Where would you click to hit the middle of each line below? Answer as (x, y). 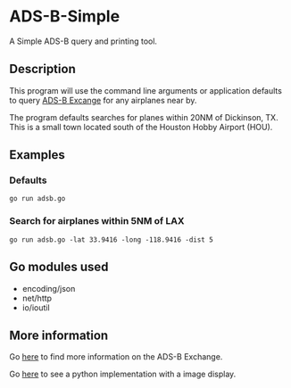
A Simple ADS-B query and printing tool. (83, 41)
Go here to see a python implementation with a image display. (123, 374)
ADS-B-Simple (65, 17)
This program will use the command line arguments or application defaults (146, 90)
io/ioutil (36, 307)
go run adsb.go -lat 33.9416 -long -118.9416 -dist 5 (112, 239)
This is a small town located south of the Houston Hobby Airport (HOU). (141, 127)
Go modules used (59, 267)
